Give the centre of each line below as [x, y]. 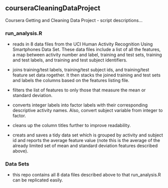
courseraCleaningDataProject [53, 8]
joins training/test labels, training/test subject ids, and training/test [81, 70]
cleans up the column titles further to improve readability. [72, 125]
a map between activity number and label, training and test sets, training [87, 55]
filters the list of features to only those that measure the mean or [79, 90]
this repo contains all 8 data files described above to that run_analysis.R [87, 175]
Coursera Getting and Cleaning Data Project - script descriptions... [74, 20]
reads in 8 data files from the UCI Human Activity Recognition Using [82, 44]
